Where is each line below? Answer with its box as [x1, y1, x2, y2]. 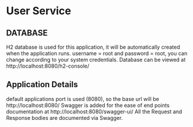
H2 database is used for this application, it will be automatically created [6, 43, 181, 50]
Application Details [6, 80, 78, 90]
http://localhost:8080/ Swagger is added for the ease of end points [6, 101, 170, 109]
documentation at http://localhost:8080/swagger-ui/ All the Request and [6, 108, 182, 115]
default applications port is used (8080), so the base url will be [6, 95, 160, 102]
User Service [6, 4, 72, 18]
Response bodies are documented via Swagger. [6, 114, 123, 121]
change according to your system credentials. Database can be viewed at [6, 56, 186, 63]
